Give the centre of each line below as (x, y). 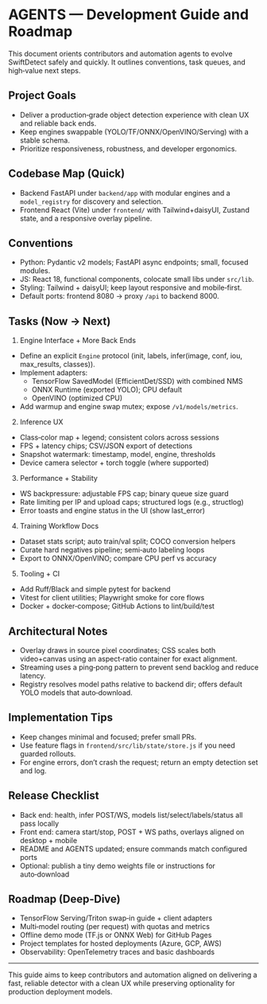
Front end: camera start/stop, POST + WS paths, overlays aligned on (132, 832)
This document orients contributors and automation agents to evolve (120, 53)
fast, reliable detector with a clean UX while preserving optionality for (122, 983)
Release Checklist (54, 796)
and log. (33, 771)
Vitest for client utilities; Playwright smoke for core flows (112, 598)
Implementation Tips (61, 718)
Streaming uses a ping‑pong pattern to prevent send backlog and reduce (139, 667)
